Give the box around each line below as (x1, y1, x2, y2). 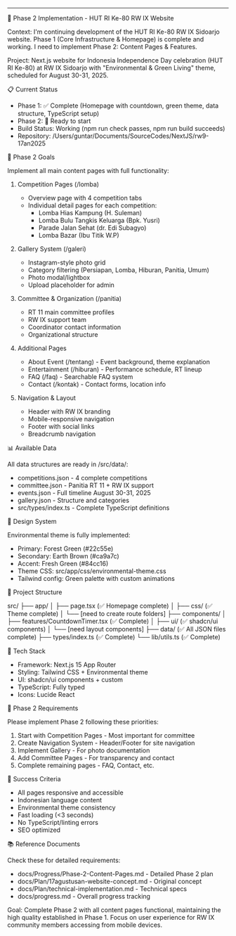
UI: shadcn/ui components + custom (17, 676, 124, 684)
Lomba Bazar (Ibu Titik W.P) (38, 231, 119, 239)
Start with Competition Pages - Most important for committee (17, 731, 195, 739)
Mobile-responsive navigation (27, 415, 114, 423)
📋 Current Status (7, 85, 58, 94)
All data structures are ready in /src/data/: (7, 460, 129, 468)
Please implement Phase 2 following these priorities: (7, 718, 159, 726)
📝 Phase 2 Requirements (7, 704, 79, 712)
